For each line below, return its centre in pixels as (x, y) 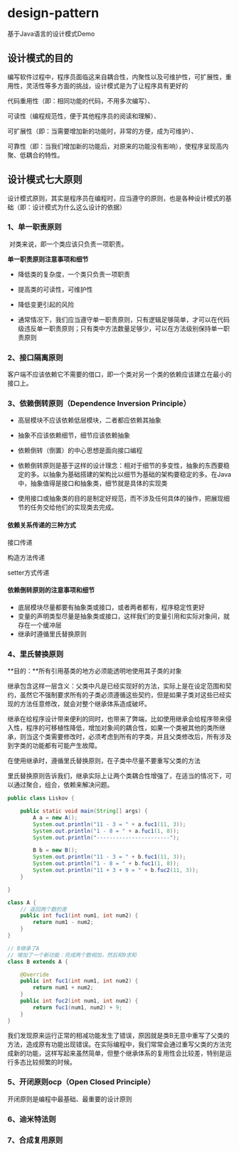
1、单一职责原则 (34, 227)
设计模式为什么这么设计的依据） (79, 207)
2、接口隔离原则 (35, 357)
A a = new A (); (55, 817)
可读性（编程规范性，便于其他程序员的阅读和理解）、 (84, 116)
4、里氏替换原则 (36, 654)
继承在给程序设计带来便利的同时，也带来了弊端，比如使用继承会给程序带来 (116, 719)
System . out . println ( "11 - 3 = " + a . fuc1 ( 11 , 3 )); (110, 824)
